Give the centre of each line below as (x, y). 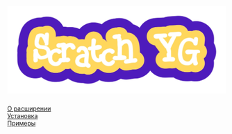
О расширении (29, 108)
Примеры (22, 124)
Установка (23, 116)
